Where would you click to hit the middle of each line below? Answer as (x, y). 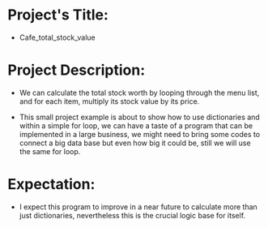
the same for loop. (50, 151)
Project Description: (77, 70)
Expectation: (51, 185)
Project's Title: (58, 15)
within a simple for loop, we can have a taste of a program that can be (136, 125)
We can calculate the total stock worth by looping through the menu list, (139, 92)
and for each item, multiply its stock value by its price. (109, 101)
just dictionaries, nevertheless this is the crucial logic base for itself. (132, 215)
